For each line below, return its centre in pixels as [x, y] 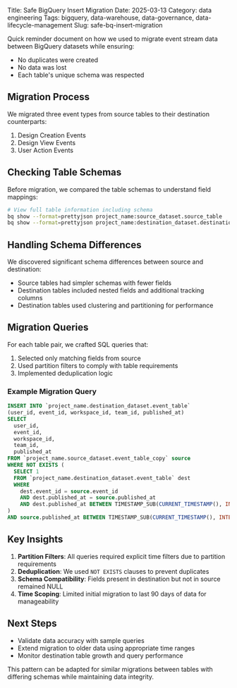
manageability [38, 601]
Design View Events [47, 142]
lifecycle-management [40, 25]
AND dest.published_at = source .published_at [88, 498]
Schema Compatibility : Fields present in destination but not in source [119, 579]
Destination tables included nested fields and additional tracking [111, 290]
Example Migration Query [52, 391]
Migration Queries [48, 327]
